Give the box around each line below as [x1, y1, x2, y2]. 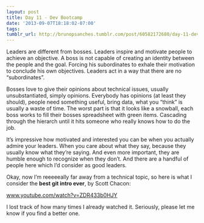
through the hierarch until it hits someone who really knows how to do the [6, 118, 191, 125]
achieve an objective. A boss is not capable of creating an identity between [6, 55, 195, 62]
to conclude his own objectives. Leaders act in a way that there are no [6, 67, 182, 75]
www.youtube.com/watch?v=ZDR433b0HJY [6, 191, 118, 199]
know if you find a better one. [6, 210, 80, 217]
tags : [6, 25, 20, 32]
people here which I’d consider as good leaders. [6, 162, 127, 169]
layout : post [6, 8, 39, 15]
